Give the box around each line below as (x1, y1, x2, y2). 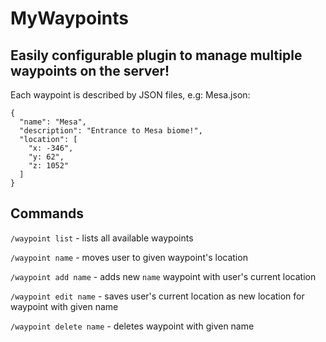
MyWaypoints (10, 7, 129, 30)
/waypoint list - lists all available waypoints (10, 232, 194, 244)
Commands (10, 205, 85, 222)
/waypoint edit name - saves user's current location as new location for (10, 290, 305, 302)
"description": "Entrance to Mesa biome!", (19, 126, 203, 136)
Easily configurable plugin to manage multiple (10, 47, 303, 64)
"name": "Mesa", (19, 117, 87, 127)
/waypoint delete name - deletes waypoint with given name (10, 320, 255, 332)
